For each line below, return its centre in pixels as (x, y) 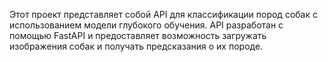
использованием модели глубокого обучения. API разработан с (146, 25)
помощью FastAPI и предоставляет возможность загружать (138, 35)
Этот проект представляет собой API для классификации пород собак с (163, 14)
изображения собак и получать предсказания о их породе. (136, 46)
